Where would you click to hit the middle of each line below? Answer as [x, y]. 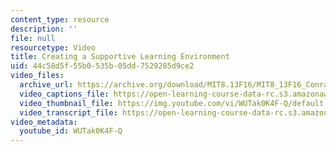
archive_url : [46, 85]
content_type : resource [60, 19]
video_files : [37, 76]
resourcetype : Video [53, 47]
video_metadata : [44, 122]
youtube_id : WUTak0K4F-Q [71, 131]
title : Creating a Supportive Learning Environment [120, 57]
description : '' [44, 29]
